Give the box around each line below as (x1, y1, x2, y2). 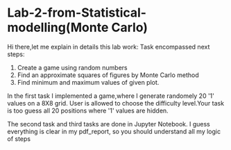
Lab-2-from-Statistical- (7, 5, 147, 21)
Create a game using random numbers (17, 63, 128, 72)
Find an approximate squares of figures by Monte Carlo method (17, 71, 199, 79)
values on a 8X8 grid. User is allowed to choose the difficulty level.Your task (7, 99, 224, 107)
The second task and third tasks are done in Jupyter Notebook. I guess (7, 119, 210, 128)
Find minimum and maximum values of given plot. (17, 78, 160, 86)
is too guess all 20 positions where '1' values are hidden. (7, 106, 169, 115)
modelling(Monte (7, 19, 109, 35)
